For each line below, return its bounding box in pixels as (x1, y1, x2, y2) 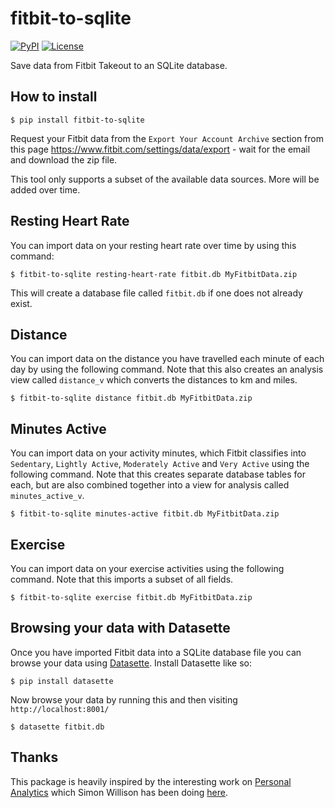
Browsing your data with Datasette (10, 620, 231, 637)
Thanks (10, 749, 59, 766)
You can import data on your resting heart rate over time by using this (10, 239, 297, 251)
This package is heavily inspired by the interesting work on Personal (10, 775, 292, 787)
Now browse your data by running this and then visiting (10, 693, 238, 706)
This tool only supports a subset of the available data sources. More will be (10, 173, 320, 185)
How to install (10, 88, 98, 106)
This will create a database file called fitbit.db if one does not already (10, 287, 303, 299)
